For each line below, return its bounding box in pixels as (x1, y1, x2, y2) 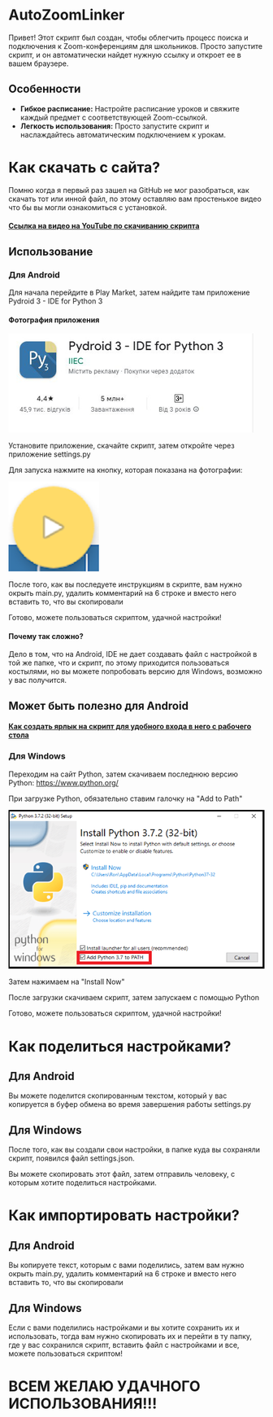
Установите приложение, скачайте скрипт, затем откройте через (8, 441, 235, 451)
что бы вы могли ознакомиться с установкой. (8, 202, 167, 212)
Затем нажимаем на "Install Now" (8, 977, 125, 986)
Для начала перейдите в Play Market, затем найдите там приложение (8, 287, 250, 297)
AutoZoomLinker (8, 6, 125, 24)
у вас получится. (8, 676, 67, 685)
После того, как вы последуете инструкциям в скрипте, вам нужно (8, 579, 242, 589)
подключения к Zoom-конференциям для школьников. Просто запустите (8, 41, 262, 50)
